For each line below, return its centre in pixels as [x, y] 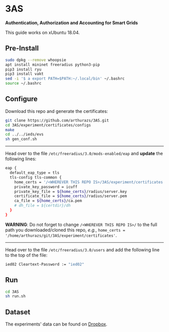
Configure [21, 99]
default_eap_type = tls [34, 173]
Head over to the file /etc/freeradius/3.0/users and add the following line [82, 249]
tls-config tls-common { [36, 177]
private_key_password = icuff [46, 187]
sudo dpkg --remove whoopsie [36, 60]
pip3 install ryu [23, 69]
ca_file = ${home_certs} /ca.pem [48, 201]
